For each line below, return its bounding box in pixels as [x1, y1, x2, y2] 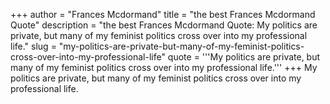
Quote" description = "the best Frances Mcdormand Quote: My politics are [10, 19, 318, 31]
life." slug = [10, 40, 57, 52]
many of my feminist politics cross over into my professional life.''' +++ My [10, 62, 318, 73]
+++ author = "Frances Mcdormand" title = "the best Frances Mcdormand [10, 9, 316, 20]
